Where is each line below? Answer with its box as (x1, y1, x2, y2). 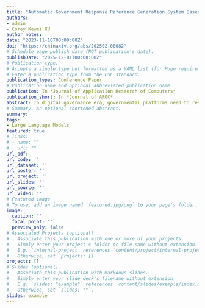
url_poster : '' (6, 168, 45, 174)
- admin (6, 20, 26, 26)
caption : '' (12, 213, 43, 220)
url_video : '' (6, 190, 43, 196)
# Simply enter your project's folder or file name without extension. (6, 242, 198, 248)
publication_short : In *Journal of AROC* (6, 94, 113, 100)
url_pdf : (6, 151, 29, 157)
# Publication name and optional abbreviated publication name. (6, 83, 173, 89)
